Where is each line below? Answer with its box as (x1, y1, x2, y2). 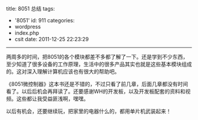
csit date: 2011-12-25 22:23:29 (14, 36, 89, 42)
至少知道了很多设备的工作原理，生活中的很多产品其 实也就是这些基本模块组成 (6, 61, 192, 68)
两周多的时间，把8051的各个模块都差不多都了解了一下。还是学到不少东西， (6, 54, 189, 60)
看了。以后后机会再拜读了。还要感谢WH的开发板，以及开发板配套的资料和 (6, 88, 186, 95)
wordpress (14, 23, 41, 30)
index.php (14, 29, 39, 36)
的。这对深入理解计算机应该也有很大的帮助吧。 (6, 68, 120, 75)
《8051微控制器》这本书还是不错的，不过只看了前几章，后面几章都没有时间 (6, 81, 189, 87)
